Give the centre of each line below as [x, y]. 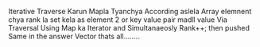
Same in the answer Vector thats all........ [74, 36]
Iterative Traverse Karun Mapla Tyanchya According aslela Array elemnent [130, 11]
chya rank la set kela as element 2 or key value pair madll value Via [118, 20]
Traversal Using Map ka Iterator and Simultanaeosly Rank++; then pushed [129, 28]
